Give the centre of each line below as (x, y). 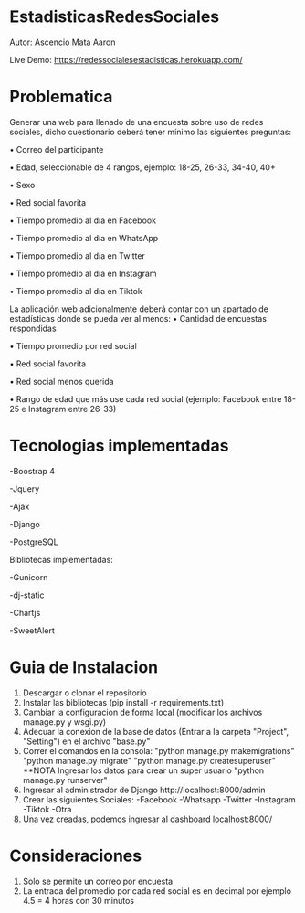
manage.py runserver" (65, 780)
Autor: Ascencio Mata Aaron (63, 42)
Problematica (61, 97)
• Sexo (22, 185)
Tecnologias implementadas (119, 446)
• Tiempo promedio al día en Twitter (78, 255)
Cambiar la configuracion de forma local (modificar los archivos (142, 712)
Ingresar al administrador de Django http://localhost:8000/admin (144, 790)
